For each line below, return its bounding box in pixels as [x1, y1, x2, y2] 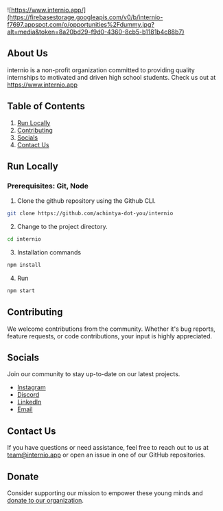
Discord [16, 391, 40, 399]
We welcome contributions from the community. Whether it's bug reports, [7, 325, 216, 333]
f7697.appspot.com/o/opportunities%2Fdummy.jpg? [7, 21, 154, 28]
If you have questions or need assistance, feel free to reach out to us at [7, 444, 209, 452]
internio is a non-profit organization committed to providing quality [7, 65, 196, 74]
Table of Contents [7, 100, 86, 112]
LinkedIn [16, 398, 42, 406]
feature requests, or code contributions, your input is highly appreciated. [7, 331, 213, 340]
